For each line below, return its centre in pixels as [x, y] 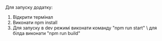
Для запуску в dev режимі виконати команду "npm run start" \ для [85, 28]
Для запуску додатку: [29, 7]
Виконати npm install [35, 23]
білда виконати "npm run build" [46, 33]
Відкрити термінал [33, 17]
